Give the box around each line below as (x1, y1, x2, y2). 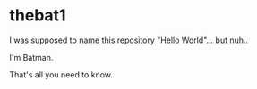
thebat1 (9, 5, 66, 26)
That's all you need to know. (9, 69, 114, 80)
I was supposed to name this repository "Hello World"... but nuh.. (9, 35, 249, 45)
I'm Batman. (9, 52, 54, 62)
